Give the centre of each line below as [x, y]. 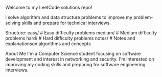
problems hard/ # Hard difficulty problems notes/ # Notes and [70, 38]
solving [13, 23]
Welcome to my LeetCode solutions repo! [49, 7]
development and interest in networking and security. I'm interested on [80, 59]
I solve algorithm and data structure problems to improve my [69, 17]
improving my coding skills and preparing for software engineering [75, 64]
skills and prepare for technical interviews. [66, 23]
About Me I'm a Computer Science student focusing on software [73, 54]
